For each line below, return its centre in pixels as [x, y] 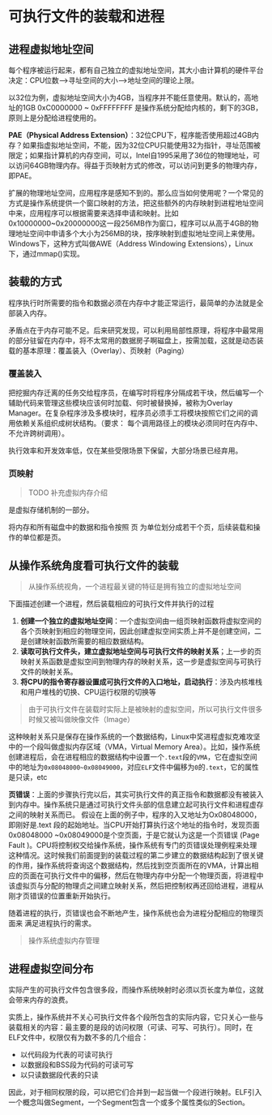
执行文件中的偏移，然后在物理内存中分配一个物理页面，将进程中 [157, 876]
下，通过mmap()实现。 [47, 254]
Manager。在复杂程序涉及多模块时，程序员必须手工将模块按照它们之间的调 [133, 413]
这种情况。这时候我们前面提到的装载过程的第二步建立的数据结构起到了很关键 [136, 855]
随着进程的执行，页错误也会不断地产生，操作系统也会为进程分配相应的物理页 [136, 913]
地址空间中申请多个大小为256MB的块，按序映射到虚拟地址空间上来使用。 [137, 233]
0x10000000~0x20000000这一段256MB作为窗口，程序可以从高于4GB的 [130, 223]
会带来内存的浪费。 [40, 1000]
